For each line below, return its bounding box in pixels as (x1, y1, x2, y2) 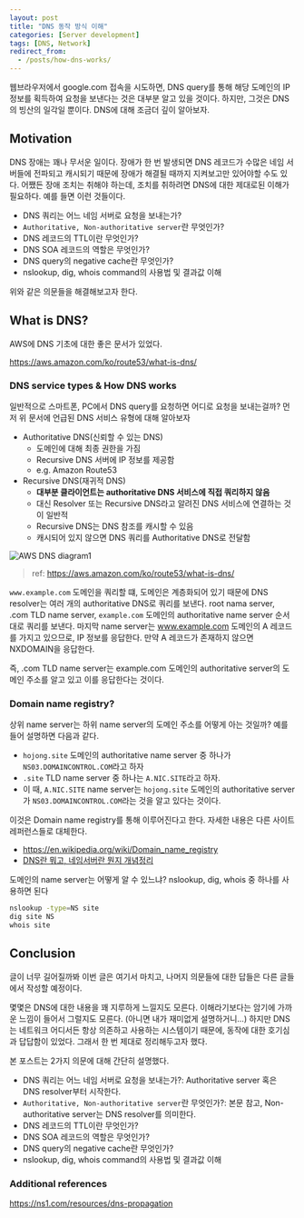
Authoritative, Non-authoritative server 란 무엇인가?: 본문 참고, (22, 1097, 263, 1108)
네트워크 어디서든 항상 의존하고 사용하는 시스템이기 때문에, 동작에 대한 (18, 1024, 266, 1035)
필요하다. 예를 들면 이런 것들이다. (9, 190, 126, 201)
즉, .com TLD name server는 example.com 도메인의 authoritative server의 (9, 663, 280, 674)
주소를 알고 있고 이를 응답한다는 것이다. (25, 674, 165, 684)
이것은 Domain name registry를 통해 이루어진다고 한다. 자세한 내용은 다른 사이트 (9, 814, 295, 825)
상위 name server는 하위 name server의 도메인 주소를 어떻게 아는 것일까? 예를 (9, 719, 289, 730)
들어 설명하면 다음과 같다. (9, 731, 100, 742)
